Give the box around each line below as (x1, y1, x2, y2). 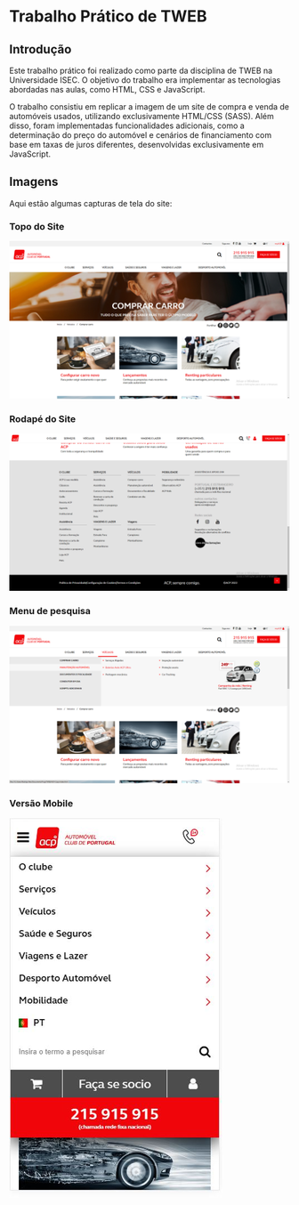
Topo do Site (9, 220, 65, 232)
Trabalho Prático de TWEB (9, 6, 207, 27)
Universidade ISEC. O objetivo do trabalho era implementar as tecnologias (9, 75, 281, 85)
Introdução (9, 42, 72, 57)
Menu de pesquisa (9, 605, 91, 618)
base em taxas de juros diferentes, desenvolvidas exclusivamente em (9, 140, 264, 150)
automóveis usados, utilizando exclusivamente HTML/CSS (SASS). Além (9, 111, 274, 121)
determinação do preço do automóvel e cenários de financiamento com (9, 130, 272, 140)
